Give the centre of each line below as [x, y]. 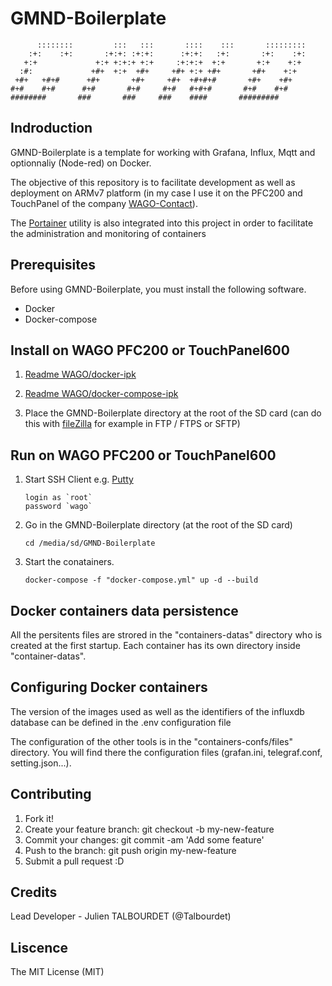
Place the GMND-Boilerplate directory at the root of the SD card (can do [173, 413]
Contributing [51, 794]
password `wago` [58, 507]
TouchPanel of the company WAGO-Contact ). [104, 203]
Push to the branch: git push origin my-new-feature [130, 850]
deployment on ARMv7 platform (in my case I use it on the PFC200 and [156, 193]
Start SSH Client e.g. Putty [79, 479]
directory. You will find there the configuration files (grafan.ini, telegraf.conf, [166, 752]
